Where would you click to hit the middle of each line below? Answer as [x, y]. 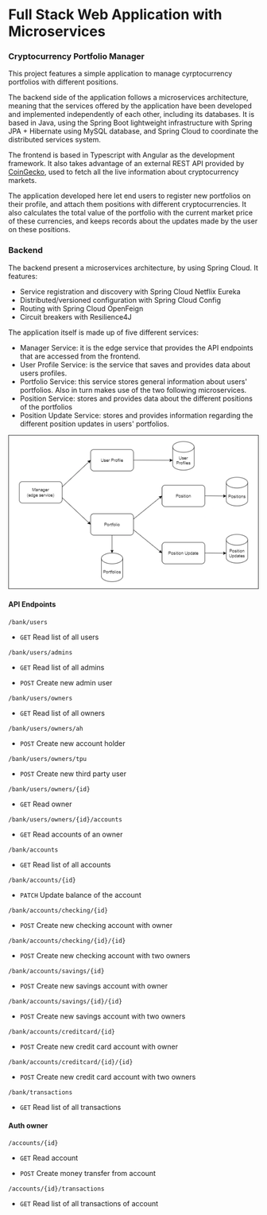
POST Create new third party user [73, 774]
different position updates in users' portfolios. [94, 424]
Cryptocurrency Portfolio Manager [76, 56]
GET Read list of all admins [62, 667]
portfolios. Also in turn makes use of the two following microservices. [133, 390]
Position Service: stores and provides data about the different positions [136, 398]
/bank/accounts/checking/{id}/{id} [67, 941]
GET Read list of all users [59, 637]
